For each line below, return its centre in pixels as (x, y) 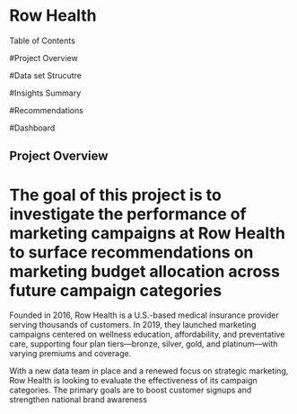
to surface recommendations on (131, 252)
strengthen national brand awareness (79, 400)
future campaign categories (116, 290)
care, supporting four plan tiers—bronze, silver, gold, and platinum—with (144, 344)
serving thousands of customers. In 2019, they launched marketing (133, 325)
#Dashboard (32, 128)
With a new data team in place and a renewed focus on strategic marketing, (149, 371)
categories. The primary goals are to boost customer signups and (131, 390)
